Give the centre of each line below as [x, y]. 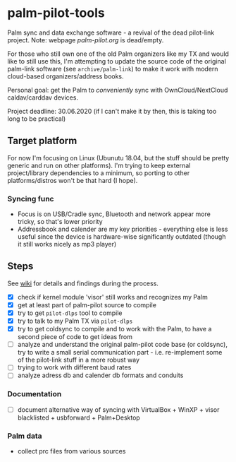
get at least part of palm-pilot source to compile [87, 304]
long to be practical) [37, 119]
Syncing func [31, 199]
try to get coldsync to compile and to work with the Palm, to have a [114, 329]
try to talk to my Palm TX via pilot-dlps [75, 321]
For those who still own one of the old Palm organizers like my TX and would [118, 54]
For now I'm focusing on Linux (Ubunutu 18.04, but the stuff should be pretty [118, 158]
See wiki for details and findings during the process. [83, 283]
